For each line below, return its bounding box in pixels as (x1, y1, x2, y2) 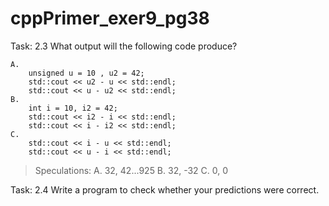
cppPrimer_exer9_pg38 (10, 7, 210, 30)
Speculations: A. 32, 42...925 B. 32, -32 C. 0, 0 (34, 164, 229, 176)
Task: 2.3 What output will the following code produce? (10, 40, 238, 52)
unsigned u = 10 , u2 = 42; (28, 68, 145, 78)
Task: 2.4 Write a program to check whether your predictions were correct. (10, 183, 320, 196)
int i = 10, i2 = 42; (28, 103, 118, 113)
